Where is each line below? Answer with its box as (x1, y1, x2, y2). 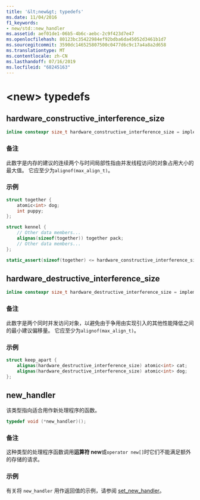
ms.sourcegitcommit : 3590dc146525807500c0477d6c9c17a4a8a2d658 (6, 42, 167, 48)
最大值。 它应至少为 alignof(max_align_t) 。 (6, 166, 114, 173)
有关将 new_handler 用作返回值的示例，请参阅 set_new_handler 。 (6, 487, 165, 494)
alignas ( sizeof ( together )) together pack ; (17, 235, 124, 241)
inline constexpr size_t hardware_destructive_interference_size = (6, 290, 177, 296)
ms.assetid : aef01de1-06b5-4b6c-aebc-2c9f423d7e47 (6, 31, 135, 37)
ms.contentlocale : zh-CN (6, 53, 68, 59)
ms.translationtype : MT (6, 48, 65, 54)
